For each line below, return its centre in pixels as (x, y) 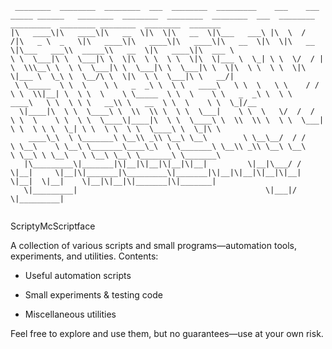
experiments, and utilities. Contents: (84, 256)
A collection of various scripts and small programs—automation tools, (153, 245)
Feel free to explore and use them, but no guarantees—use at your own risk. (167, 333)
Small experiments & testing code (93, 295)
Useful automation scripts (78, 275)
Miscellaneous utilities (70, 314)
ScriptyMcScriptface (53, 226)
